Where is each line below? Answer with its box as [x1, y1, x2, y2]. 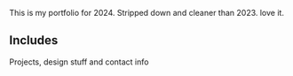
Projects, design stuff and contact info [9, 57, 149, 67]
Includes [9, 33, 59, 48]
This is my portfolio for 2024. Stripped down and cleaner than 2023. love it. [9, 8, 284, 18]
